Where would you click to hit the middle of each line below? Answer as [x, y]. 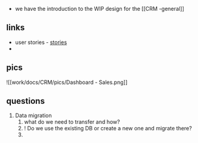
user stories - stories [41, 42]
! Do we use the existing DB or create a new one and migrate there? [108, 129]
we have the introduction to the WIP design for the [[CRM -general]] [99, 9]
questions [26, 101]
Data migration [34, 116]
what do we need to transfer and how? [72, 122]
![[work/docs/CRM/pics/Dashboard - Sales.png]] [67, 82]
